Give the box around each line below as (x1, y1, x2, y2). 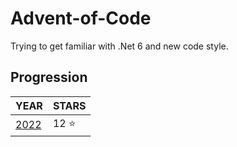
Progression (10, 69, 88, 86)
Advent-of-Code (10, 7, 152, 30)
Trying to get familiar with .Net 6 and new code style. (10, 40, 229, 52)
